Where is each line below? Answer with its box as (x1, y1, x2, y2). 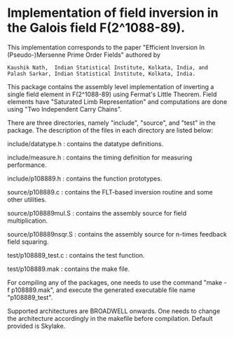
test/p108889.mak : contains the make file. (7, 265, 130, 273)
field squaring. (7, 237, 49, 246)
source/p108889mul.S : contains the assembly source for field (7, 209, 187, 217)
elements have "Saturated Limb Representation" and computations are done (7, 97, 228, 106)
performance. (7, 160, 47, 169)
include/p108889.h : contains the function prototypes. (7, 174, 163, 183)
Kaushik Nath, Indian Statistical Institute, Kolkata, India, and (7, 64, 209, 71)
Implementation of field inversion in (7, 5, 219, 21)
